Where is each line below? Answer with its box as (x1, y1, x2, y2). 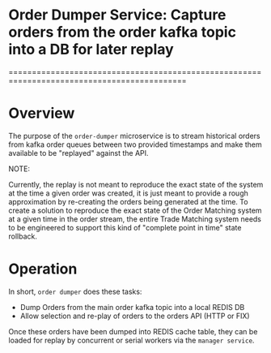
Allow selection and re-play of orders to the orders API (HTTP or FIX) (19, 311, 250, 321)
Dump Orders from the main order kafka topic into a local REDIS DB (19, 302, 245, 312)
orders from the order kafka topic (8, 23, 237, 41)
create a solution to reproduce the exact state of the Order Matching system (8, 205, 262, 215)
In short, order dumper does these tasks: (8, 286, 142, 296)
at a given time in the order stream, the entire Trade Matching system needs (8, 213, 261, 224)
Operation (8, 260, 78, 278)
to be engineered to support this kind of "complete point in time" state (8, 222, 242, 232)
